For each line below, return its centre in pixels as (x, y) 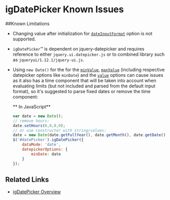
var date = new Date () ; (38, 116)
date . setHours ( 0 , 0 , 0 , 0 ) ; (39, 126)
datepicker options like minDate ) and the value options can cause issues (88, 75)
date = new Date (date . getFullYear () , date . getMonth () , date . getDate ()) (90, 135)
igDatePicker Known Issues (65, 9)
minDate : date (46, 154)
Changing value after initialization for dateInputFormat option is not (82, 33)
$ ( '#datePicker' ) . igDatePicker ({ (48, 140)
